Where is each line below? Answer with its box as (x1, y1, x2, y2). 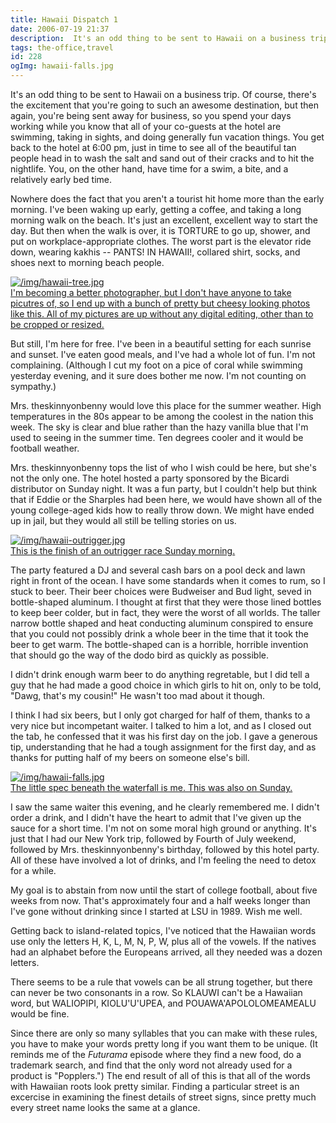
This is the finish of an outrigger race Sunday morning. (10, 545, 236, 556)
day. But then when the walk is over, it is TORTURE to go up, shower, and (10, 225, 311, 236)
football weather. (10, 442, 80, 454)
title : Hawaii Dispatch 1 (10, 14, 118, 25)
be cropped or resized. (10, 319, 105, 330)
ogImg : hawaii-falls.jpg (10, 61, 114, 71)
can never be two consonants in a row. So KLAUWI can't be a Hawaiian (10, 987, 303, 998)
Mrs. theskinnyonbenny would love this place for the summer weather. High (10, 400, 322, 411)
